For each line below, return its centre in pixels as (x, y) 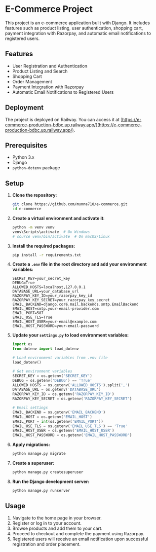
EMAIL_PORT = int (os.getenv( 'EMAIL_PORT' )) (58, 421)
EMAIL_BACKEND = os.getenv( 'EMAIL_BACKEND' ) (59, 412)
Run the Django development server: (51, 481)
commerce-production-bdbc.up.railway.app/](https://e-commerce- (74, 125)
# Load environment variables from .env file (60, 358)
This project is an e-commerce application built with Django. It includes (78, 23)
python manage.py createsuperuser (48, 472)
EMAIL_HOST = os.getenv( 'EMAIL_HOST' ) (52, 417)
